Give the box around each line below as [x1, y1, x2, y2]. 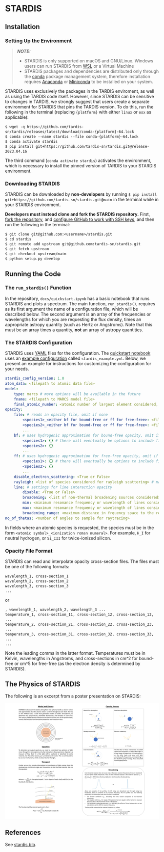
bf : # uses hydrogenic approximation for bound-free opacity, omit [14, 433, 154, 438]
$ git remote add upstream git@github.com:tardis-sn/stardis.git [5, 241, 141, 247]
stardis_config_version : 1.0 [5, 376, 64, 381]
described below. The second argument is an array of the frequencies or [5, 311, 151, 317]
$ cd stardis [5, 237, 32, 242]
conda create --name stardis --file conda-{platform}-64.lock [9, 134, 139, 139]
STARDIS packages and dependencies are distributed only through [24, 68, 159, 74]
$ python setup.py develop [5, 256, 60, 262]
